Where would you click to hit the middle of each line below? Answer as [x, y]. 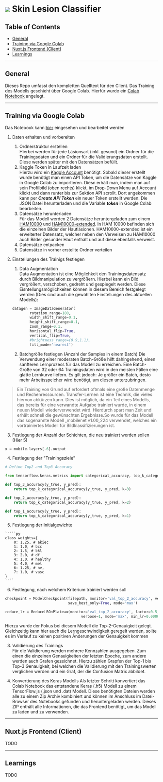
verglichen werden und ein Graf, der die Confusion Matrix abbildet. [79, 671]
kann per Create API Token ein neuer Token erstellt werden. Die [83, 198]
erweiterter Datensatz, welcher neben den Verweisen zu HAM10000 [87, 234]
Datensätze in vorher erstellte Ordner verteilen [66, 249]
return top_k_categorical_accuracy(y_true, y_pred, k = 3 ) [73, 489]
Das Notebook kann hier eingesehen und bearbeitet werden [65, 127]
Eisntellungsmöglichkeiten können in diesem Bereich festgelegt [82, 289]
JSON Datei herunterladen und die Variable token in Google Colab [85, 203]
